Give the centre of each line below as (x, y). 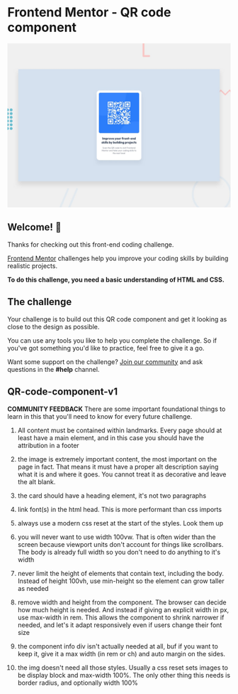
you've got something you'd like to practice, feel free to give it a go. (106, 348)
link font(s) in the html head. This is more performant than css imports (119, 509)
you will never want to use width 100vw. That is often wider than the (117, 537)
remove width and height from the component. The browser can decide (122, 602)
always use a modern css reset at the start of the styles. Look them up (120, 523)
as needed (33, 588)
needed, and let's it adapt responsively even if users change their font (120, 625)
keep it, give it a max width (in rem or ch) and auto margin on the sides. (121, 653)
